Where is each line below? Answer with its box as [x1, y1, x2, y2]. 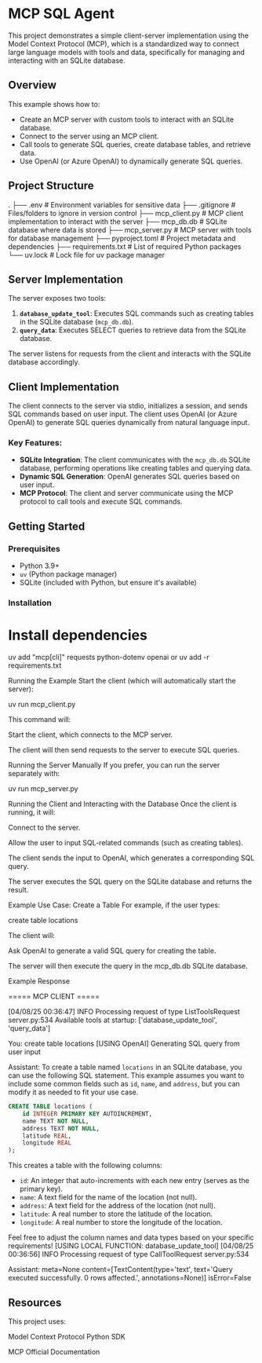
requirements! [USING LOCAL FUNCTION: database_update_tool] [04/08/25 [8, 1241, 254, 1251]
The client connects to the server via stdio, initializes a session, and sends [8, 401, 249, 411]
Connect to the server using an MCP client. [19, 131, 159, 141]
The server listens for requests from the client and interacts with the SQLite [8, 349, 252, 358]
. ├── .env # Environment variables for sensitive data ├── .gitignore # [8, 200, 236, 209]
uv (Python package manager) [19, 570, 118, 579]
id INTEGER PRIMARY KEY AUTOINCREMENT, [22, 1109, 153, 1118]
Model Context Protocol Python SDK [8, 1332, 126, 1341]
